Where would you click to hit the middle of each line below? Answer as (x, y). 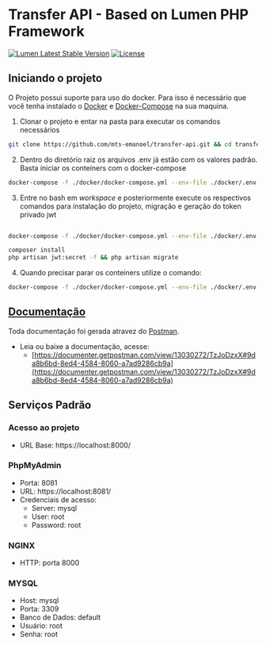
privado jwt (38, 214)
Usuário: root (41, 626)
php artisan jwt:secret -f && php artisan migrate (93, 258)
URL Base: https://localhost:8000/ (75, 445)
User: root (48, 516)
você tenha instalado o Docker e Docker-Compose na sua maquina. (119, 106)
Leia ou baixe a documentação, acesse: (84, 346)
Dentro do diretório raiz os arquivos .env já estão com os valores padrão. (139, 159)
